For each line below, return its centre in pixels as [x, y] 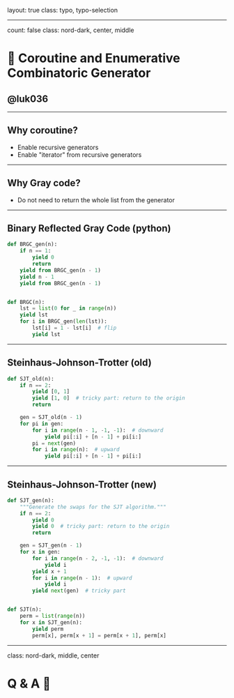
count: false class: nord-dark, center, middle [71, 30]
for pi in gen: [42, 424]
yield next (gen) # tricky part [79, 591]
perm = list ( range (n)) [53, 616]
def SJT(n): [24, 609]
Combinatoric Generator [79, 73]
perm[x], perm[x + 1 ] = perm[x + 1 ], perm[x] [100, 635]
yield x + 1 [50, 571]
